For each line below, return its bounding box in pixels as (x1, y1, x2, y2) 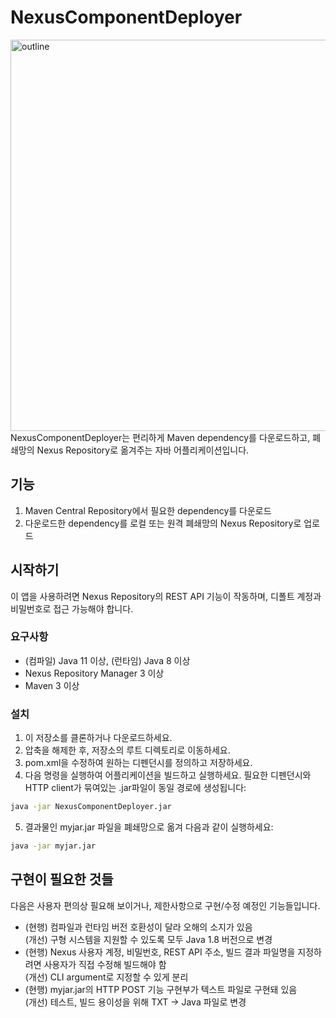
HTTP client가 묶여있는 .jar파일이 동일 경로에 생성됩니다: (24, 782, 247, 794)
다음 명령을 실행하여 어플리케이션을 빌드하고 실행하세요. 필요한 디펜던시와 (24, 769, 312, 781)
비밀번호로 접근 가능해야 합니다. (10, 602, 134, 615)
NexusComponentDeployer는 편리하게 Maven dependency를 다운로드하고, (10, 431, 311, 443)
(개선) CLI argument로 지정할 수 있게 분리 (24, 971, 189, 983)
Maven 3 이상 (24, 679, 80, 691)
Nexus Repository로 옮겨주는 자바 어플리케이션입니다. (36, 444, 250, 456)
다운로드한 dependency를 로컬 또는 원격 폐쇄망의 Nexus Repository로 (24, 517, 302, 529)
